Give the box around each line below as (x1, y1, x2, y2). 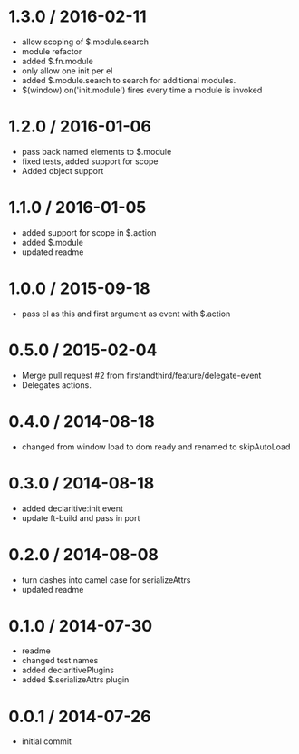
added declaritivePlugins (21, 664, 115, 676)
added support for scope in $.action (21, 227, 157, 237)
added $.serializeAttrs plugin (21, 674, 130, 685)
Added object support (21, 165, 104, 176)
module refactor (21, 45, 82, 56)
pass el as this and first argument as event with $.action (21, 308, 231, 319)
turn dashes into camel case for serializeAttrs (21, 574, 191, 585)
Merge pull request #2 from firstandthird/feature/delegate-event (21, 370, 262, 381)
